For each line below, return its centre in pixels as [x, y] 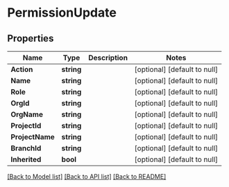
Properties [31, 38]
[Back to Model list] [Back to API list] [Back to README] [87, 177]
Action [22, 69]
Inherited [26, 159]
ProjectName [33, 137]
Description [108, 58]
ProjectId [26, 126]
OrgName [27, 114]
